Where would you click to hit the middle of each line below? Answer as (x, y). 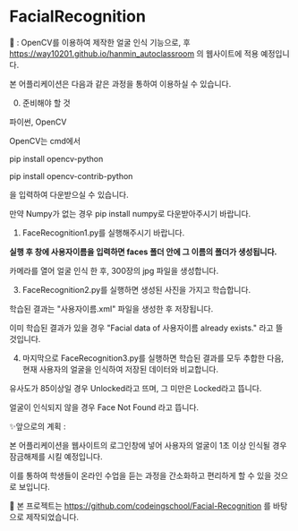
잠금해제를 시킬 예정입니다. (56, 456)
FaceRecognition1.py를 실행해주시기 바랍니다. (103, 232)
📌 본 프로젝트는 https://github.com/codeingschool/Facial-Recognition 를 (140, 505)
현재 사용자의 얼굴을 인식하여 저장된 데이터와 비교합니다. (120, 369)
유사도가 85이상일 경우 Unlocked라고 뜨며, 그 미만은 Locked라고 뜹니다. (136, 388)
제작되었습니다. (52, 517)
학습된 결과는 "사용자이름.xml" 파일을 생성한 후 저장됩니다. (111, 308)
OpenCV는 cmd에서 (45, 141)
